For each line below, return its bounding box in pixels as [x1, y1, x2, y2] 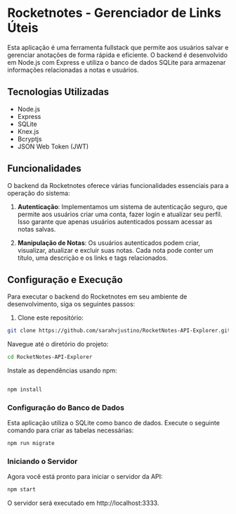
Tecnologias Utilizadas [7, 86, 110, 98]
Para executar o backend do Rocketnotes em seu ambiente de [7, 292, 188, 301]
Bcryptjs [17, 134, 42, 143]
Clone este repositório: [17, 313, 84, 322]
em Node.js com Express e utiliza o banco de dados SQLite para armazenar [7, 58, 226, 66]
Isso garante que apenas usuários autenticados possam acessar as [17, 217, 213, 226]
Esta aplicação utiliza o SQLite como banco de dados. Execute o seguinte [7, 419, 220, 427]
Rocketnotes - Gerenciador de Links [7, 5, 221, 21]
